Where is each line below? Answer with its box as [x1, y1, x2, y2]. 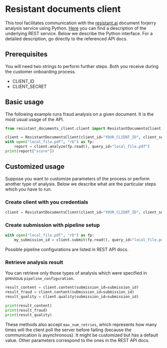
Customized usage [5, 162, 65, 171]
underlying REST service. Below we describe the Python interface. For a [5, 30, 153, 36]
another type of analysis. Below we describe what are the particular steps [5, 181, 157, 187]
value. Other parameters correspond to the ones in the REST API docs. [5, 337, 150, 343]
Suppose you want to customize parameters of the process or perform [5, 175, 150, 182]
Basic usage [5, 98, 44, 106]
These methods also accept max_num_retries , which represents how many [5, 321, 157, 327]
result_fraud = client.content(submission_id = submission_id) [5, 289, 135, 295]
